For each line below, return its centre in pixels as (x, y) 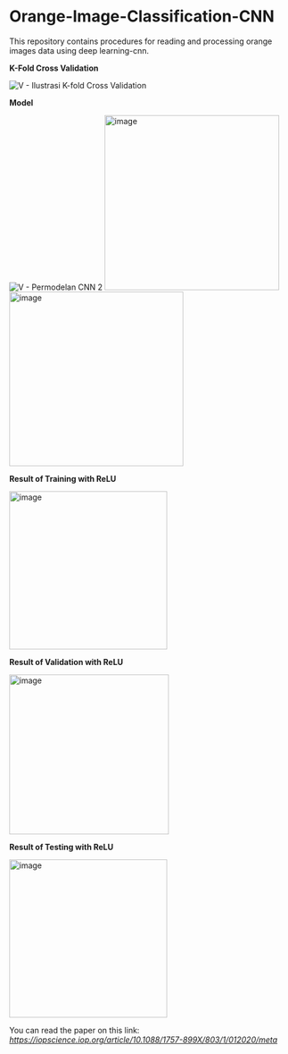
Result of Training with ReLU (63, 478)
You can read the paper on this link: (74, 1030)
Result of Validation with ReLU (66, 662)
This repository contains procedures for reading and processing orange (141, 41)
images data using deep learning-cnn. (79, 50)
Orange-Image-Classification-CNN (142, 17)
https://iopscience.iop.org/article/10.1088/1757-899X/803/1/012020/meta (144, 1040)
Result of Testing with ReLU (62, 847)
